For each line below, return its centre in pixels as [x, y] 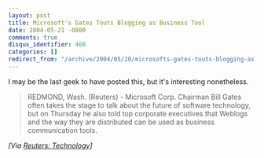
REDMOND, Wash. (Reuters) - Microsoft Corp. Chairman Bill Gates [134, 97]
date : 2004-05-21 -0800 [47, 30]
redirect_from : [33, 60]
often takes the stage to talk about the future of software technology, [139, 105]
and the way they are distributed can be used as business [121, 122]
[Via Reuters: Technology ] [50, 145]
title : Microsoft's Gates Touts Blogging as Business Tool [107, 23]
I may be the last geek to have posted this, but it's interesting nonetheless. [128, 81]
